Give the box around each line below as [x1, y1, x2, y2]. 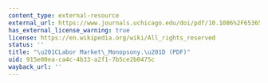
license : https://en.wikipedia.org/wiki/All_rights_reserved [8, 33, 216, 42]
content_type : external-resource [8, 11, 120, 20]
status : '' [8, 41, 45, 49]
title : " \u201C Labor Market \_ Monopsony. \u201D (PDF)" [8, 48, 191, 56]
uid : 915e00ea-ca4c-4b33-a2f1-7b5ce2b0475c [8, 56, 156, 64]
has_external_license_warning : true [8, 26, 130, 34]
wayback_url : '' [8, 63, 62, 71]
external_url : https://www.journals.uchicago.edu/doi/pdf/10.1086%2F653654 [8, 19, 266, 27]
